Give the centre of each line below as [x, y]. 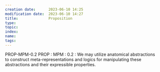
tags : [10, 41]
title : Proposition [39, 18]
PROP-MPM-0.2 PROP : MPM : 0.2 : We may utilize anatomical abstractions [80, 54]
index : [12, 32]
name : [10, 36]
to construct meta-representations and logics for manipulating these [73, 59]
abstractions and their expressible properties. [50, 64]
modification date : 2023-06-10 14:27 [44, 14]
